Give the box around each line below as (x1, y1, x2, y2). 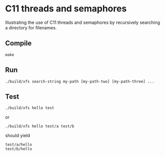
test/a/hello (5, 142, 32, 147)
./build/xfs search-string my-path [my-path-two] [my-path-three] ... (5, 79, 155, 84)
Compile (5, 39, 32, 48)
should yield (5, 133, 30, 139)
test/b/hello (5, 147, 32, 152)
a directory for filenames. (5, 24, 57, 30)
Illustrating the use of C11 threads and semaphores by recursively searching (5, 19, 161, 25)
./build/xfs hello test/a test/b (5, 124, 75, 129)
